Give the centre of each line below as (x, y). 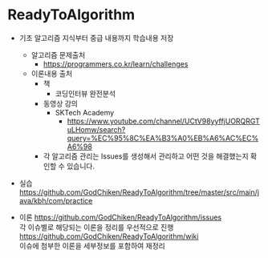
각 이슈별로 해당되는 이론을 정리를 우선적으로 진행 (96, 227)
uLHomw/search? (96, 129)
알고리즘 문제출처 (58, 54)
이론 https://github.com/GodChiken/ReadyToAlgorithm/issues (120, 217)
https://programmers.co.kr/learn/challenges (116, 64)
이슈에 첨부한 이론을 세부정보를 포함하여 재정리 (92, 245)
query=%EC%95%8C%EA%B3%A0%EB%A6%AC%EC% (163, 138)
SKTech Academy (85, 112)
